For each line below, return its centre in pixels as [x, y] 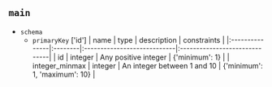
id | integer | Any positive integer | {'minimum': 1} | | [143, 57]
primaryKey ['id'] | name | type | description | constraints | [128, 39]
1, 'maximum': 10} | [64, 74]
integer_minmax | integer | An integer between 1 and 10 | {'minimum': [147, 65]
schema [31, 32]
